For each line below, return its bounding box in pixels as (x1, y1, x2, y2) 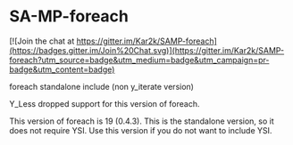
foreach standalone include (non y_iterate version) (9, 81, 195, 92)
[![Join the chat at (9, 36, 75, 46)
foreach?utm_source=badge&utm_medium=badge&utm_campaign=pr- (9, 54, 270, 65)
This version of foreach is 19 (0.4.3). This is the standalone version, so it (9, 116, 274, 126)
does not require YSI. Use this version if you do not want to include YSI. (9, 125, 272, 135)
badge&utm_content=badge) (9, 64, 115, 75)
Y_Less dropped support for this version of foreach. (9, 98, 200, 109)
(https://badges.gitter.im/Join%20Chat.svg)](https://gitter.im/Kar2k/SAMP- (9, 44, 285, 55)
